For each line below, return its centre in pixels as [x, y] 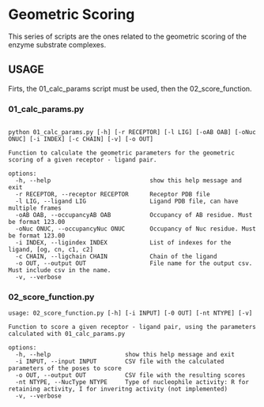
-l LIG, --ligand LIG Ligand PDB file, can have [127, 202]
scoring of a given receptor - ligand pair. [83, 160]
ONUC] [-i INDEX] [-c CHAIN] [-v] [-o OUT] [81, 140]
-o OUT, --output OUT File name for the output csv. [134, 263]
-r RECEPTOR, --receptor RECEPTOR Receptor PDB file [113, 195]
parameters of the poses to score [65, 368]
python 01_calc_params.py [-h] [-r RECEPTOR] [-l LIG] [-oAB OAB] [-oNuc [132, 133]
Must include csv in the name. [60, 271]
